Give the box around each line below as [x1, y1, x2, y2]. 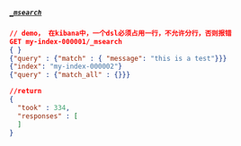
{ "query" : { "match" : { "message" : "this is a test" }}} [9, 54, 228, 63]
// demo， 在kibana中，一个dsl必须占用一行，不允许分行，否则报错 [9, 29, 232, 38]
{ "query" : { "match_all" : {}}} [9, 71, 130, 80]
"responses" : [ [17, 111, 78, 121]
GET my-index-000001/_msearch [9, 37, 123, 46]
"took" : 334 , [17, 103, 70, 112]
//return [9, 87, 42, 96]
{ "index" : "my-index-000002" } [9, 62, 123, 72]
